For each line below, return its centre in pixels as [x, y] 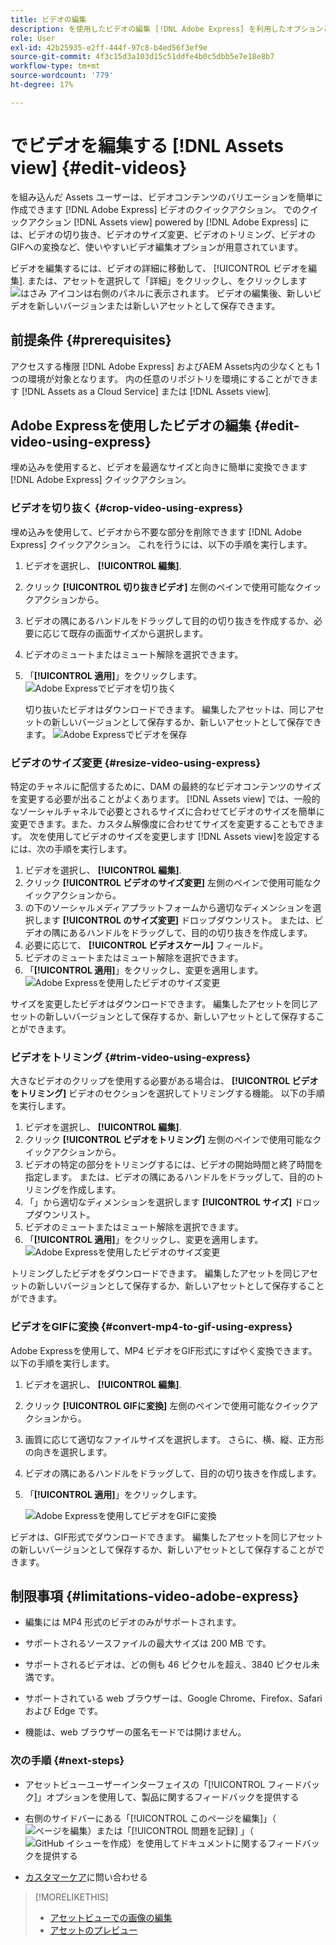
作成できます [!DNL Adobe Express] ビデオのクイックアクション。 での [156, 209]
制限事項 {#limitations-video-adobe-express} [155, 1596]
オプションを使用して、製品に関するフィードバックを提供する [172, 1797]
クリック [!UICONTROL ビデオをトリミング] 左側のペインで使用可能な [168, 1140]
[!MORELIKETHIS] [71, 1897]
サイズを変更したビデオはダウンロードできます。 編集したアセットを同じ [160, 1003]
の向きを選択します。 [68, 1452]
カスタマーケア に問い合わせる [86, 1877]
